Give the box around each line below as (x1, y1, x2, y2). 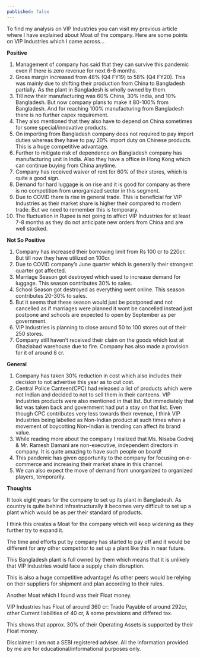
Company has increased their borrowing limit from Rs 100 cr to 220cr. (15, 248, 186, 255)
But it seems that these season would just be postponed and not (15, 298, 173, 306)
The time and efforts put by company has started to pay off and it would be (7, 538, 191, 545)
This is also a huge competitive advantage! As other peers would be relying (7, 574, 191, 581)
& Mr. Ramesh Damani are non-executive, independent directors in (15, 441, 179, 449)
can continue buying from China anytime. (15, 162, 117, 169)
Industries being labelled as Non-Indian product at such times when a (15, 416, 186, 423)
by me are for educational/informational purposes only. (7, 645, 141, 652)
